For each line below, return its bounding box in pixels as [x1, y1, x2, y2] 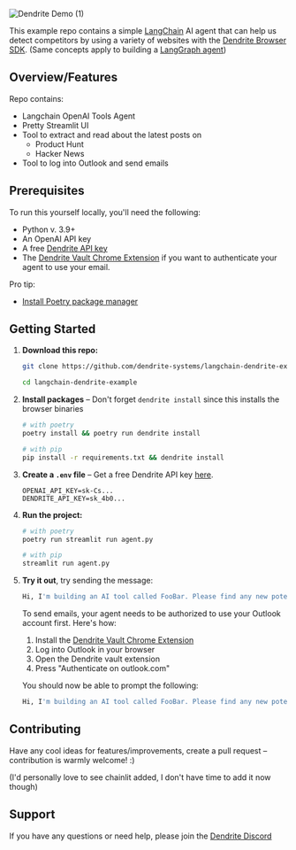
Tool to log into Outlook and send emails [21, 158, 170, 168]
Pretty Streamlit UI [21, 120, 89, 130]
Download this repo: [21, 345, 99, 356]
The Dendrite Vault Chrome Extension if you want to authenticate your [21, 252, 277, 263]
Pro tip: [9, 279, 35, 290]
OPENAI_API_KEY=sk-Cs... [21, 486, 114, 495]
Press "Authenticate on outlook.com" [34, 663, 171, 674]
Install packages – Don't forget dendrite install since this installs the [21, 394, 280, 405]
